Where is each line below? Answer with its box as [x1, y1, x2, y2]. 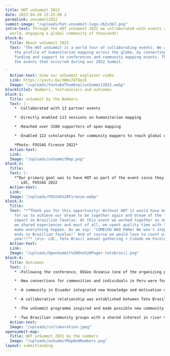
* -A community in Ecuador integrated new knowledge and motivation [14, 288, 162, 293]
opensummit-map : [5, 329, 39, 334]
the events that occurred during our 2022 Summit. [14, 59, 123, 64]
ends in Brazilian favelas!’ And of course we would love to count [14, 232, 159, 237]
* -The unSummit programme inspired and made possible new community [14, 306, 164, 311]
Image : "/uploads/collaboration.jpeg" [10, 324, 92, 329]
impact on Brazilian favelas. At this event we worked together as [14, 217, 159, 223]
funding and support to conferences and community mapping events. [14, 54, 159, 60]
